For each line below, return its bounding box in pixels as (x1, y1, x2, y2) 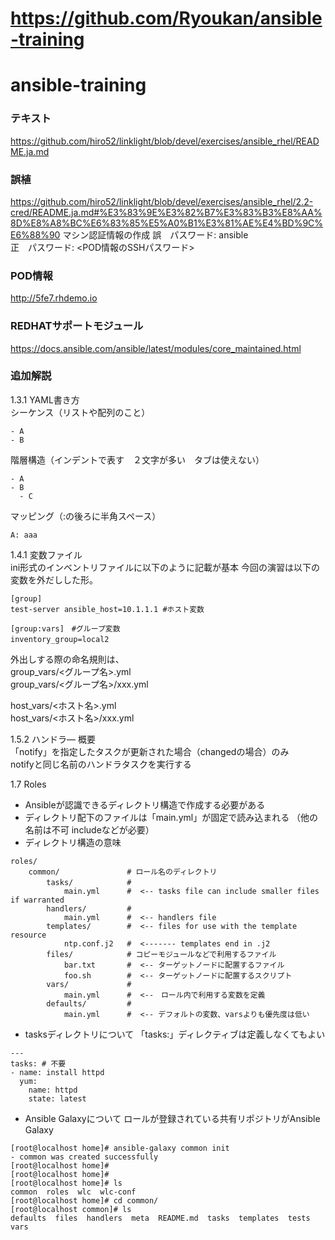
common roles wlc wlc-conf (10, 1187, 137, 1197)
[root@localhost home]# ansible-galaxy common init (10, 1143, 230, 1153)
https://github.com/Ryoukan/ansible (10, 7, 323, 30)
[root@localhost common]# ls (10, 1204, 132, 1214)
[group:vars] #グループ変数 (10, 623, 121, 634)
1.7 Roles (10, 778, 47, 790)
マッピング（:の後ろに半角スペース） (10, 510, 162, 522)
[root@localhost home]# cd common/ (10, 1195, 159, 1206)
